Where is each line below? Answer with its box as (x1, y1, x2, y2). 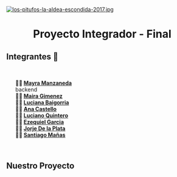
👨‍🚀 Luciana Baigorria (15, 99, 69, 106)
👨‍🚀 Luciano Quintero (15, 112, 69, 119)
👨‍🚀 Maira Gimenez (15, 92, 63, 99)
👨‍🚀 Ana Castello (15, 106, 57, 112)
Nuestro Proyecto (6, 161, 75, 171)
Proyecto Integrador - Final (33, 27, 172, 41)
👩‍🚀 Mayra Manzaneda (15, 79, 72, 87)
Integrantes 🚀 (6, 51, 59, 62)
